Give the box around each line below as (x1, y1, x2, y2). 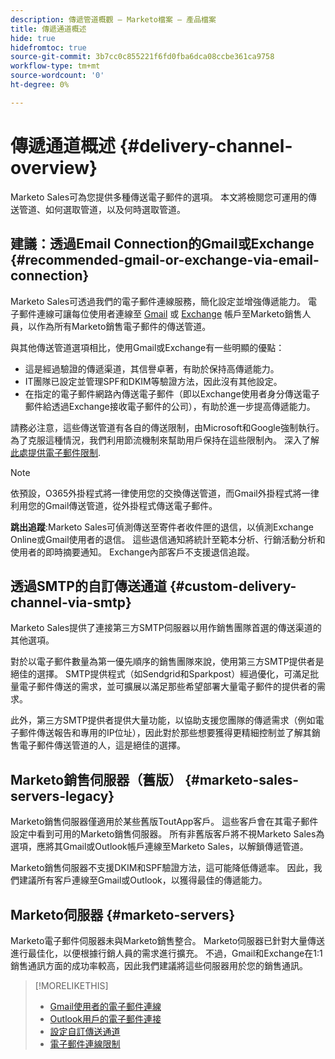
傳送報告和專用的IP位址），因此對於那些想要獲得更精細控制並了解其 (36, 727, 312, 739)
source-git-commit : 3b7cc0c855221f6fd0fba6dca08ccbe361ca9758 (10, 52, 275, 62)
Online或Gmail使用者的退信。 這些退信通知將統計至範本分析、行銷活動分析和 (10, 533, 326, 545)
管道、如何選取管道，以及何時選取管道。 (18, 203, 186, 215)
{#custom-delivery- (169, 577, 297, 595)
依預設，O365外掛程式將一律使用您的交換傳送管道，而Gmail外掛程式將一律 (10, 487, 320, 499)
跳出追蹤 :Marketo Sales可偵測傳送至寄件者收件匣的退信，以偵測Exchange (10, 521, 315, 533)
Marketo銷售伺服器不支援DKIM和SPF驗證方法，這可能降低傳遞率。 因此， (10, 862, 314, 874)
